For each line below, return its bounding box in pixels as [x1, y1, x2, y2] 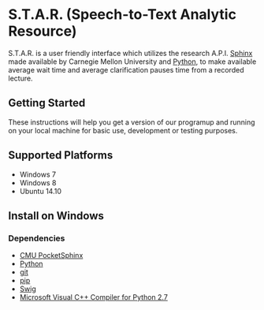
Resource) [8, 22, 77, 40]
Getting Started [8, 96, 86, 110]
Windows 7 [19, 170, 57, 179]
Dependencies [8, 233, 65, 244]
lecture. [8, 73, 33, 83]
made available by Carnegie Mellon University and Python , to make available [8, 57, 257, 66]
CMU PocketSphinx [19, 251, 84, 260]
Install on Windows [8, 209, 104, 222]
